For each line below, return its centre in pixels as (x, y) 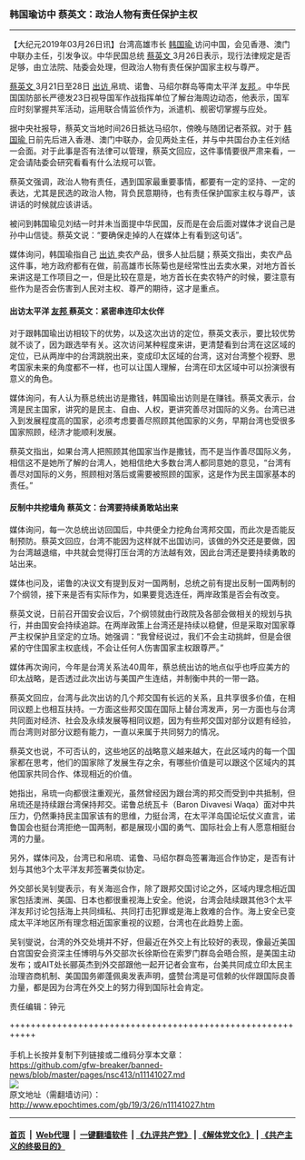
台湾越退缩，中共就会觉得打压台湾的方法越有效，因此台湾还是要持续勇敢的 (156, 552)
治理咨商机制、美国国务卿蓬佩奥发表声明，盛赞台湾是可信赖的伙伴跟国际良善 (152, 976)
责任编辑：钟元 (37, 1006)
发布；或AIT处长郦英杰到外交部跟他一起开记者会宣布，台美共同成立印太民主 (151, 964)
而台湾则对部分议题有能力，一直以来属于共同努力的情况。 (117, 731)
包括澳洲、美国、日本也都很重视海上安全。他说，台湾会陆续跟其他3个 (147, 899)
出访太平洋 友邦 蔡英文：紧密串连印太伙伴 (87, 311)
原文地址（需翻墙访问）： (55, 1094)
